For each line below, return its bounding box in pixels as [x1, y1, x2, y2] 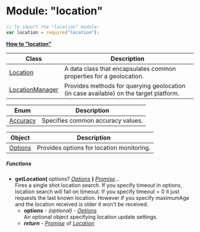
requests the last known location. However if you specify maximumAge [14, 194, 189, 201]
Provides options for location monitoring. [36, 143, 151, 151]
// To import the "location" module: [6, 24, 100, 30]
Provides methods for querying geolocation [64, 82, 186, 90]
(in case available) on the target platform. [64, 89, 180, 97]
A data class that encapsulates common [64, 64, 176, 73]
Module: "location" [6, 4, 103, 18]
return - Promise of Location [23, 219, 95, 227]
